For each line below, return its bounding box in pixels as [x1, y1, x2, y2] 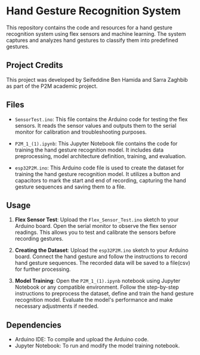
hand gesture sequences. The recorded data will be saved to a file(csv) [14, 260, 190, 267]
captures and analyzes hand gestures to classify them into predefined [6, 36, 179, 44]
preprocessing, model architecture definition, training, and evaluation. [14, 152, 187, 159]
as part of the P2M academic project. [6, 82, 98, 89]
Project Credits [6, 60, 64, 70]
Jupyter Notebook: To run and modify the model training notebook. [14, 342, 180, 350]
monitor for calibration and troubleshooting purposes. [14, 128, 147, 135]
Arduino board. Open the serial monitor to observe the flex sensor [14, 223, 177, 230]
